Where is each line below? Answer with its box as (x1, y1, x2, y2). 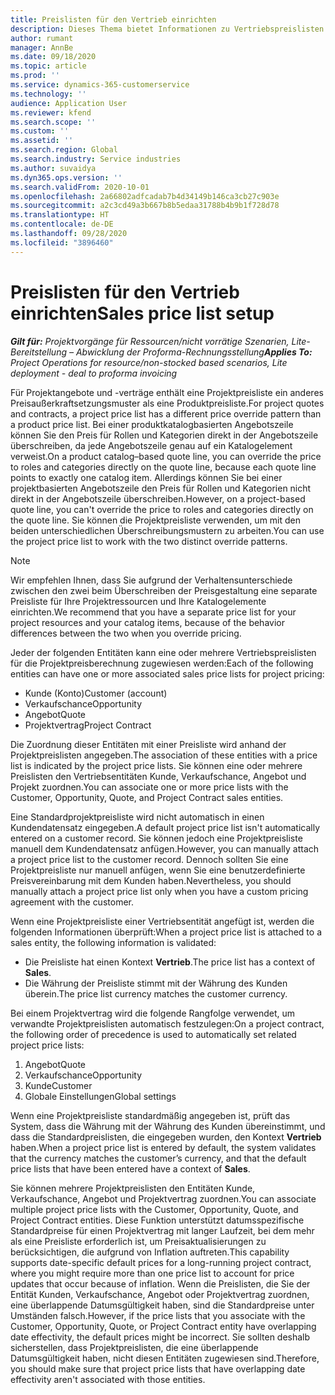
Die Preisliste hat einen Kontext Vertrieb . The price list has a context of (24, 956, 316, 968)
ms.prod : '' (10, 71, 60, 81)
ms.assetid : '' (10, 136, 74, 146)
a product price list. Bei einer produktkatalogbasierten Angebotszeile (10, 418, 294, 430)
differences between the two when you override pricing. (10, 627, 242, 639)
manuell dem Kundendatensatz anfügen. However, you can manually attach (10, 842, 320, 855)
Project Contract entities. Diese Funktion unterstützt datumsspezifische (10, 1214, 305, 1226)
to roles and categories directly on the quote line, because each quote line (10, 461, 317, 473)
